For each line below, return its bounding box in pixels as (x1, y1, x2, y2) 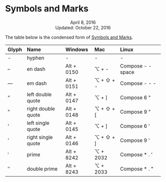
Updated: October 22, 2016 (55, 24, 111, 30)
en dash (27, 65, 45, 72)
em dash (27, 80, 47, 87)
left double (27, 91, 52, 98)
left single (27, 120, 50, 126)
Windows (65, 46, 88, 53)
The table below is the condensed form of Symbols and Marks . (5, 34, 133, 40)
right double (27, 105, 55, 112)
